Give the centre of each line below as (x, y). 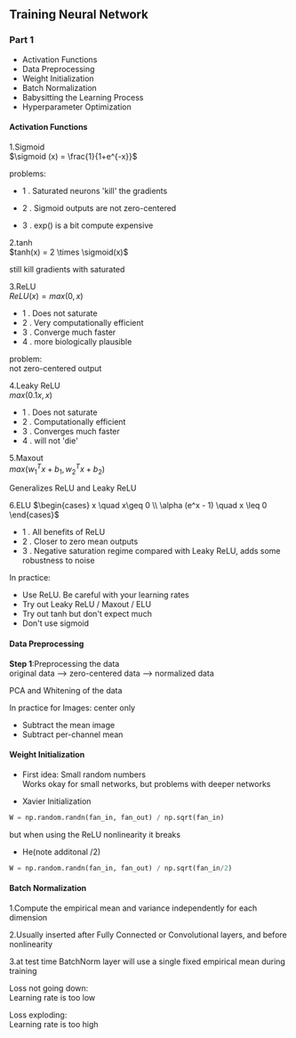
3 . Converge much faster (69, 332)
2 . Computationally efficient (74, 421)
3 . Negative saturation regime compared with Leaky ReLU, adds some (152, 551)
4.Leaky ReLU (35, 385)
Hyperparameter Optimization (76, 107)
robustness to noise (58, 561)
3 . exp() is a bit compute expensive (88, 225)
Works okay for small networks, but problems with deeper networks (146, 783)
